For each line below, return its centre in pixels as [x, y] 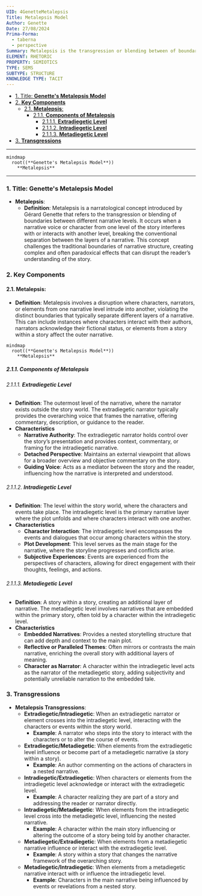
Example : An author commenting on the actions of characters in [112, 765]
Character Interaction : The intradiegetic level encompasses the [103, 531]
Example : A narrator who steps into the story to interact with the [112, 733]
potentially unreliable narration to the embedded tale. [90, 679]
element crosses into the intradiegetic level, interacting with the [103, 720]
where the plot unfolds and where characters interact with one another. [103, 518]
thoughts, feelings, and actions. [63, 569]
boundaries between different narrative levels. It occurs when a [103, 221]
